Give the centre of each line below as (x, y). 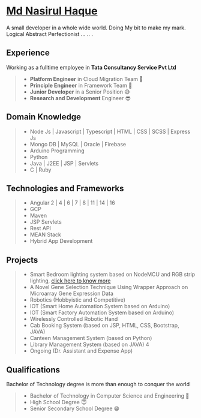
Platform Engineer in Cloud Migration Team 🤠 (86, 79)
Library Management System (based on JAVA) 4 (89, 345)
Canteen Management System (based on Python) (91, 338)
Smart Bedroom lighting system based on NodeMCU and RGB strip (112, 275)
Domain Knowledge (43, 117)
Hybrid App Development (61, 241)
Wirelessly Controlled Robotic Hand (74, 319)
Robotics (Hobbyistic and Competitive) (78, 300)
